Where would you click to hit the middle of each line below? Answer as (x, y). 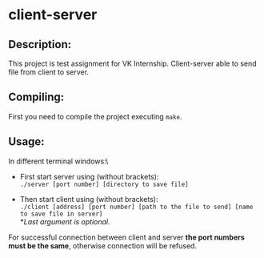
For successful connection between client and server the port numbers (127, 237)
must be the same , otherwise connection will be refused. (103, 245)
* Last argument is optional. (65, 221)
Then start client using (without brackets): (89, 199)
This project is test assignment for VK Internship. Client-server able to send (133, 63)
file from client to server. (49, 72)
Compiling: (36, 97)
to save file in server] (61, 214)
